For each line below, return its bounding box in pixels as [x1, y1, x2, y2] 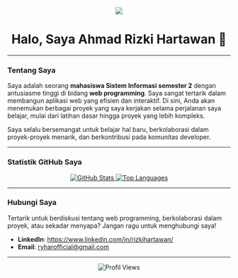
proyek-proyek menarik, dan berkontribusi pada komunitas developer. [7, 133, 211, 141]
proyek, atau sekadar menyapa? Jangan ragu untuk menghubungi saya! [7, 221, 217, 230]
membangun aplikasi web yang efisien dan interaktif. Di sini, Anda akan [7, 96, 215, 105]
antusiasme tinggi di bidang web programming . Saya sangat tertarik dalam [7, 89, 227, 98]
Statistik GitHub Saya [7, 157, 83, 167]
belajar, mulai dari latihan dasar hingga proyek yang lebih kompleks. [7, 111, 205, 120]
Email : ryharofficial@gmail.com [17, 243, 110, 251]
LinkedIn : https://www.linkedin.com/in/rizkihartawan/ [17, 235, 174, 243]
